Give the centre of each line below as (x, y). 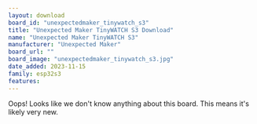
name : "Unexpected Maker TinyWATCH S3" (73, 37)
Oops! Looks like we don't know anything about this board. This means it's (129, 104)
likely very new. (33, 111)
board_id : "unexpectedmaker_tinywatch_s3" (79, 23)
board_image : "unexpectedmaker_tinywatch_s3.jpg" (91, 60)
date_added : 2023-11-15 (47, 67)
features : (24, 81)
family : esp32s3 (35, 74)
